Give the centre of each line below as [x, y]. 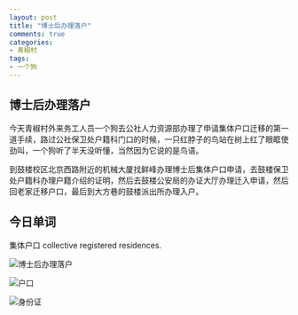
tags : [19, 59]
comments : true [37, 34]
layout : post [33, 17]
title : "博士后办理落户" [50, 26]
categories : [31, 42]
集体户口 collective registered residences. [86, 245]
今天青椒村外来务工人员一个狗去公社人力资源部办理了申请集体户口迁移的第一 [149, 128]
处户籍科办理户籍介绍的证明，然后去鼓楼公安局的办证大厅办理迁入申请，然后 [149, 180]
